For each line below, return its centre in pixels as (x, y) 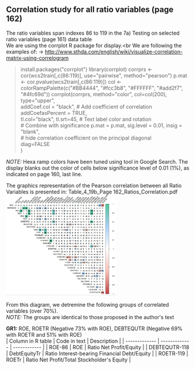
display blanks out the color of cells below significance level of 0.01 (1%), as (98, 168)
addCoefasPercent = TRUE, (54, 113)
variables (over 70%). (32, 311)
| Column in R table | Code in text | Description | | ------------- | (83, 341)
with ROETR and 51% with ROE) (44, 335)
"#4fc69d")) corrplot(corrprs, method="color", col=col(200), (94, 94)
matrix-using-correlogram (37, 57)
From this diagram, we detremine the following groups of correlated (88, 305)
